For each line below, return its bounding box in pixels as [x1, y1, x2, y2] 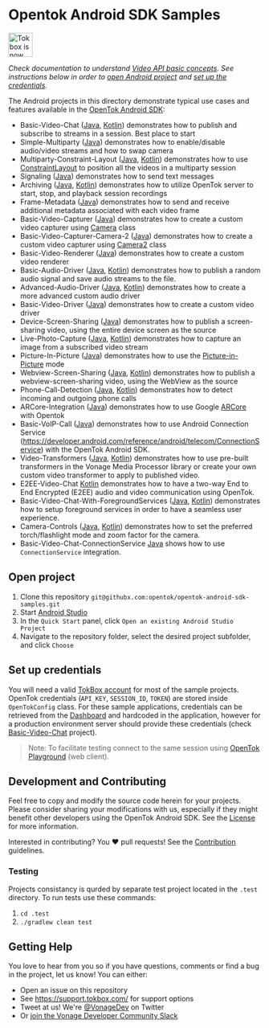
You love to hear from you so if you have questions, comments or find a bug [8, 961, 259, 971]
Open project [8, 571, 75, 584]
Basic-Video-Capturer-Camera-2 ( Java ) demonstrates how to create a [19, 231, 253, 240]
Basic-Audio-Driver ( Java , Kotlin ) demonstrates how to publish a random [19, 265, 261, 275]
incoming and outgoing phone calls [19, 393, 137, 403]
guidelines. [8, 846, 45, 855]
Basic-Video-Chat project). [8, 727, 98, 737]
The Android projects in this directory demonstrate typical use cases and [8, 96, 250, 105]
